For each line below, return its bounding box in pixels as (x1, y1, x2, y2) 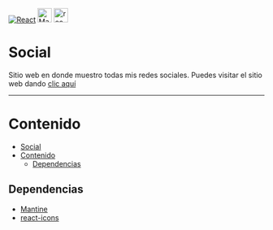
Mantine (19, 204, 48, 214)
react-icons (19, 212, 59, 223)
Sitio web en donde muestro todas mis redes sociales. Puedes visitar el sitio (8, 70, 262, 80)
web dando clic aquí (8, 78, 76, 89)
